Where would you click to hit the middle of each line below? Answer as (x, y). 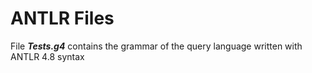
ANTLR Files (62, 18)
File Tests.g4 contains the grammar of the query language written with (156, 46)
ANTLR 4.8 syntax (47, 56)
